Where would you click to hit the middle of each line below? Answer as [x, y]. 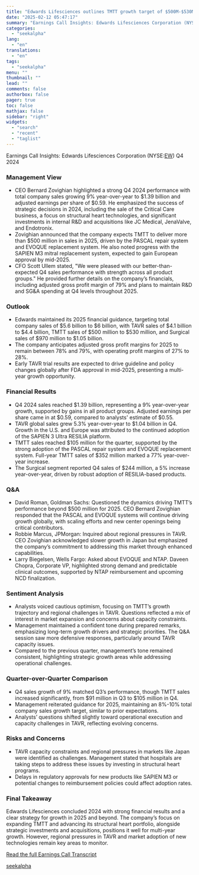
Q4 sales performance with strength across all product [106, 272]
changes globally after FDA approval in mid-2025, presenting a [91, 370]
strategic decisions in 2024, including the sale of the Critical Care [94, 209]
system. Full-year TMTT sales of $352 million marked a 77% [89, 455]
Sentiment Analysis [35, 593]
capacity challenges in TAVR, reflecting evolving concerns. [86, 723]
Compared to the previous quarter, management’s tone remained [94, 650]
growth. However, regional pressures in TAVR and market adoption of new [96, 837]
